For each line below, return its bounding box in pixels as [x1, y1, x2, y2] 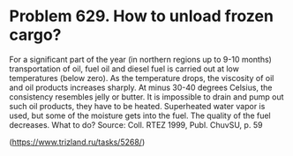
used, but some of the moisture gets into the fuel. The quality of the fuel [9, 110, 271, 121]
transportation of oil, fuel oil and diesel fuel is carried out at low [9, 63, 240, 74]
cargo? [9, 25, 62, 45]
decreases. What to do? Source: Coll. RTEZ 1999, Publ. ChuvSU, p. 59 [9, 119, 263, 130]
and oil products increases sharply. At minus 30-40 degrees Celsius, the [9, 82, 273, 93]
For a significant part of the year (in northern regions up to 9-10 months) [9, 54, 272, 64]
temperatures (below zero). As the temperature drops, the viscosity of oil [9, 72, 274, 83]
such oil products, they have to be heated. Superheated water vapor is [9, 100, 266, 111]
